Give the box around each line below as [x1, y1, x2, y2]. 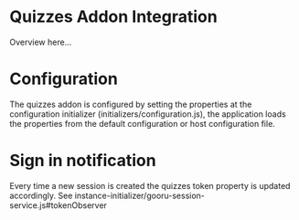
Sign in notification [9, 151, 157, 171]
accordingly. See [9, 190, 73, 201]
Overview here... [9, 37, 72, 47]
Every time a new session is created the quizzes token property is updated [9, 180, 291, 191]
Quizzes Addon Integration [9, 6, 218, 27]
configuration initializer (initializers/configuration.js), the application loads [9, 108, 286, 120]
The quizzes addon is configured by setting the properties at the [9, 99, 252, 110]
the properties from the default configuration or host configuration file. [9, 118, 276, 129]
